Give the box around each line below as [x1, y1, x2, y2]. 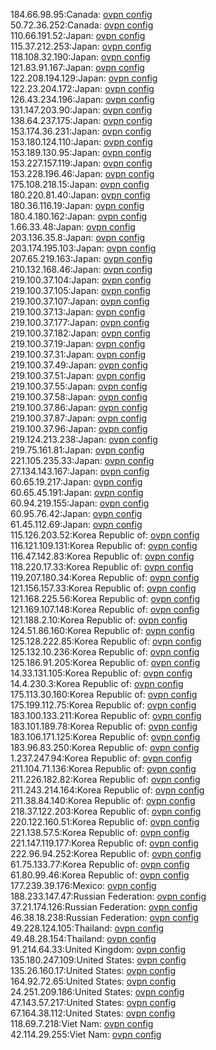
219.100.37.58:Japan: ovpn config [10, 391, 148, 403]
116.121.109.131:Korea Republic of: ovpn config [10, 540, 198, 551]
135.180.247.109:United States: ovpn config [10, 954, 187, 966]
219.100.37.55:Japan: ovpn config [10, 380, 148, 392]
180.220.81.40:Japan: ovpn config [10, 189, 151, 201]
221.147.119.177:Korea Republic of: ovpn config [10, 837, 199, 849]
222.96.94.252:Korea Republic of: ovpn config [10, 848, 202, 859]
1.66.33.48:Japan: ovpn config [10, 221, 136, 233]
